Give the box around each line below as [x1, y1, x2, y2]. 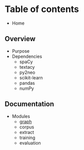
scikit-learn [19, 74, 43, 81]
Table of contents [4, 4, 79, 15]
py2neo [19, 69, 35, 75]
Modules [11, 113, 30, 119]
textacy [19, 64, 35, 70]
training [19, 134, 35, 140]
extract [19, 129, 34, 135]
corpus [19, 124, 34, 130]
